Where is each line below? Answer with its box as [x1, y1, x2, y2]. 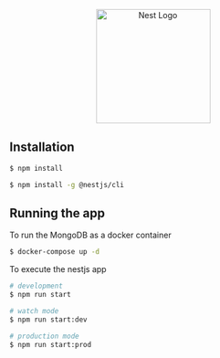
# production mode [9, 332, 79, 341]
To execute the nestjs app [9, 264, 107, 275]
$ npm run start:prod [9, 340, 92, 349]
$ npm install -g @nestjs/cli [9, 180, 125, 189]
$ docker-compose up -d [9, 247, 100, 257]
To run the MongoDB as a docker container [9, 229, 172, 241]
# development [9, 281, 64, 291]
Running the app [9, 205, 105, 221]
